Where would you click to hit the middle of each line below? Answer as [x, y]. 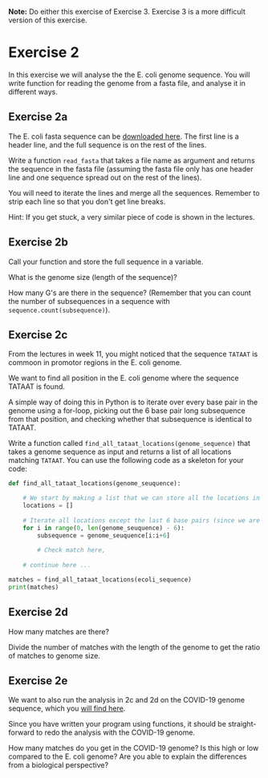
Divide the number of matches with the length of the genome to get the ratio [134, 647]
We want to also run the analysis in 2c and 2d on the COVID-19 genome [127, 700]
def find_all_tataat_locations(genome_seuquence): [95, 484]
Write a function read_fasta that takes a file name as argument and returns [132, 160]
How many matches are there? [59, 631]
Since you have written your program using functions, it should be [118, 724]
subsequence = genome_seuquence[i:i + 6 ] [104, 535]
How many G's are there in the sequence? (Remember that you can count [130, 293]
